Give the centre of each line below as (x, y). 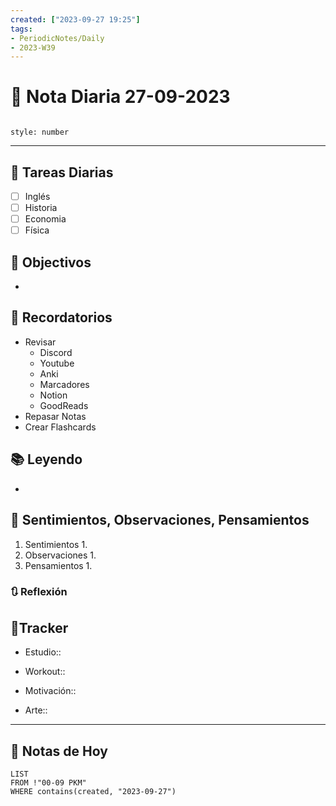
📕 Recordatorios (61, 317)
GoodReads (64, 405)
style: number (40, 132)
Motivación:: (50, 691)
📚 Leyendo (46, 459)
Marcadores (64, 384)
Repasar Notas (55, 416)
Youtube (57, 363)
